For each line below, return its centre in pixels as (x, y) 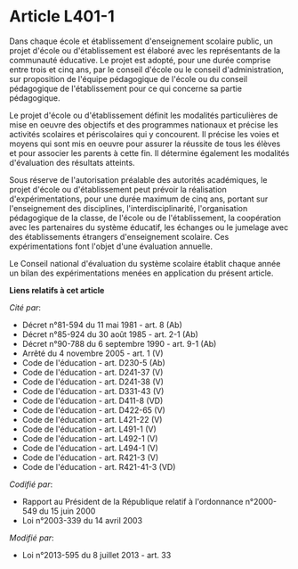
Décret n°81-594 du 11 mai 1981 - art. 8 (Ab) (102, 325)
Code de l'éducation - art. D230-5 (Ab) (94, 362)
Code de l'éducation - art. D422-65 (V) (94, 410)
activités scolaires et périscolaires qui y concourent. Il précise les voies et (144, 134)
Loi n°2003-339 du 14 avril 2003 (82, 520)
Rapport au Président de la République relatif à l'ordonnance (133, 501)
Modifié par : (32, 538)
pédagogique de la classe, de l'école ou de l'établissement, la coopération (145, 218)
